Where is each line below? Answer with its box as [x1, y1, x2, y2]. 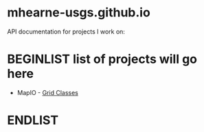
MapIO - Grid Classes [16, 88, 79, 96]
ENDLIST [7, 113, 59, 128]
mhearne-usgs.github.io [7, 5, 151, 21]
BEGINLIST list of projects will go [7, 51, 198, 67]
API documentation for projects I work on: [7, 27, 126, 36]
